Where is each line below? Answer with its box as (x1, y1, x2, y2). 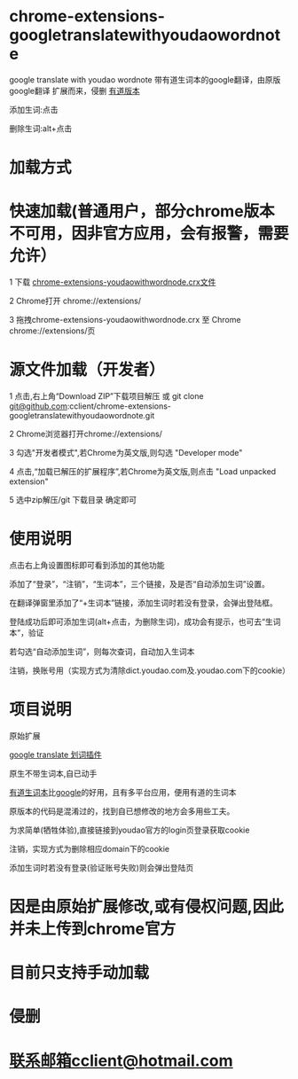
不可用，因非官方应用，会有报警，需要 (9, 223, 290, 244)
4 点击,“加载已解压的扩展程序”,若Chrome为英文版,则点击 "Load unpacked (9, 466, 277, 476)
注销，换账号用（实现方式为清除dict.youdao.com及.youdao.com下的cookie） (9, 665, 291, 676)
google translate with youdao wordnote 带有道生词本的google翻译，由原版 (9, 74, 281, 85)
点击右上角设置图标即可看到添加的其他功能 (9, 559, 165, 570)
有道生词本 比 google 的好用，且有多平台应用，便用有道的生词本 (9, 786, 237, 797)
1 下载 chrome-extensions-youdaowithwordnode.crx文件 (9, 277, 216, 287)
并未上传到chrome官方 (9, 919, 176, 939)
